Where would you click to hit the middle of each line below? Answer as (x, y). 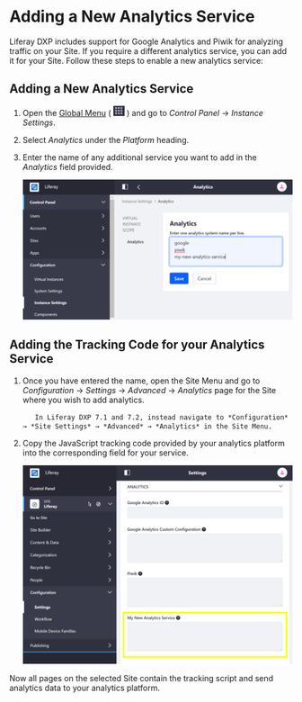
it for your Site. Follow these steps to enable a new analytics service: (136, 60)
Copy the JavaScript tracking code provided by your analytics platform (153, 443)
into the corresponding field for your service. (105, 453)
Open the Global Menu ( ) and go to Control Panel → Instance (142, 112)
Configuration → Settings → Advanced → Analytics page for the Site (149, 390)
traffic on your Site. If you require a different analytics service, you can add (148, 50)
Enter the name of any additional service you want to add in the (140, 157)
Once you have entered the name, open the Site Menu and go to (141, 381)
